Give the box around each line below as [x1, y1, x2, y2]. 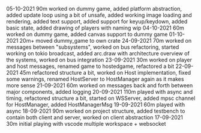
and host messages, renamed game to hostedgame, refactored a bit [6, 63, 175, 70]
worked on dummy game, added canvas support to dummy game [6, 31, 168, 38]
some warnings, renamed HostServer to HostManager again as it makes [6, 75, 184, 82]
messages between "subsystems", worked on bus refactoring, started [6, 43, 179, 51]
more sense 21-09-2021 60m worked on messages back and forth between [6, 82, 193, 89]
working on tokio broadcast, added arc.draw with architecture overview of [6, 50, 190, 57]
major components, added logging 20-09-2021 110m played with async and [6, 88, 193, 95]
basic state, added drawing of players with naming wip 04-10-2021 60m [6, 24, 184, 31]
